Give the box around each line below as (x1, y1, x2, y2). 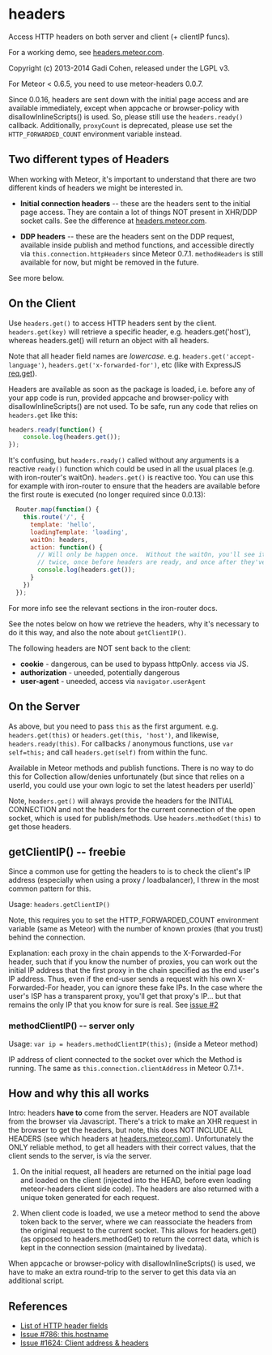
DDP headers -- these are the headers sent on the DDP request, (19, 231, 235, 241)
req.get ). (8, 368, 38, 378)
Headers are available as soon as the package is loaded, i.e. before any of (8, 384, 256, 394)
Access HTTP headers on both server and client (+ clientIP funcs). (8, 32, 231, 41)
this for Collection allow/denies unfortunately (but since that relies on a (8, 772, 245, 781)
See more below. (8, 273, 65, 282)
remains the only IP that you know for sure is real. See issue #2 (8, 1000, 219, 1010)
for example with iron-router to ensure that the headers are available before (8, 481, 261, 491)
